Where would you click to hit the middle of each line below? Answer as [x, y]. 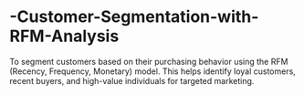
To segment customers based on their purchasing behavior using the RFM [149, 61]
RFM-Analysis [64, 36]
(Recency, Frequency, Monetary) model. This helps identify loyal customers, [153, 71]
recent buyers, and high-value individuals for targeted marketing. [132, 80]
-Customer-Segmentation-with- [134, 17]
